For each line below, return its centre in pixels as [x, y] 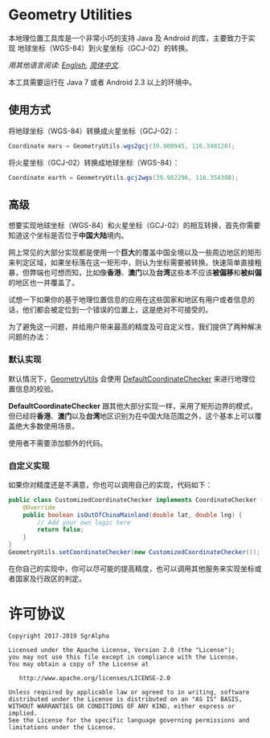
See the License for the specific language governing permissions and [129, 720]
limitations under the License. [62, 727]
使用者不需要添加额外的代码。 [57, 442]
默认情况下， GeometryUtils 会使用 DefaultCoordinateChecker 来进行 [122, 378]
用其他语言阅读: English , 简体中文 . [64, 65]
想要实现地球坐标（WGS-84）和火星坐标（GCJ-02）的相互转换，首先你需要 [135, 226]
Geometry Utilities [70, 15]
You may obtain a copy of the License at [79, 664]
